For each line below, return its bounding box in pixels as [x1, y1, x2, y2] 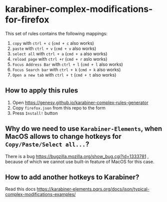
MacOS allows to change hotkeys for [5, 132, 122, 141]
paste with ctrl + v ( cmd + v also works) [12, 45, 96, 51]
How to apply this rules [5, 86, 78, 95]
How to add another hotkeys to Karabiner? [5, 173, 140, 181]
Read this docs [5, 186, 36, 192]
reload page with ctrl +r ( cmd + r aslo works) [12, 56, 108, 62]
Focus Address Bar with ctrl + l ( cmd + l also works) [12, 61, 123, 67]
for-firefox [5, 14, 49, 25]
